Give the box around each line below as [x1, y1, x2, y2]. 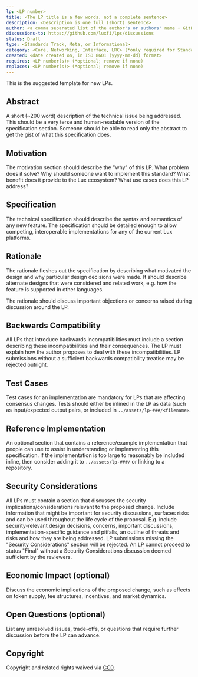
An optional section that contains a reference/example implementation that [6, 439, 187, 446]
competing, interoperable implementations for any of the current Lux [6, 228, 173, 235]
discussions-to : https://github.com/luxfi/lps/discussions [6, 31, 154, 37]
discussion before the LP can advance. [6, 632, 101, 639]
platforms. [6, 234, 31, 241]
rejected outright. [6, 361, 48, 369]
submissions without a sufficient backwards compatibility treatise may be [6, 355, 184, 362]
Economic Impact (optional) [6, 570, 110, 581]
